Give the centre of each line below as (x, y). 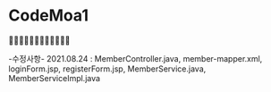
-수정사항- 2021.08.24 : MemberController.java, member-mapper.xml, (135, 58)
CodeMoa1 (48, 16)
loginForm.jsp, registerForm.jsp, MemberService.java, (107, 69)
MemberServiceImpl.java (54, 78)
